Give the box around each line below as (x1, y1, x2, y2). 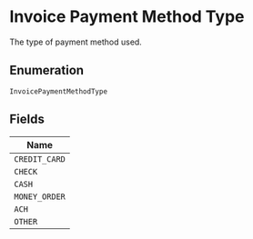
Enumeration (9, 63, 85, 78)
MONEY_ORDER (14, 191, 66, 202)
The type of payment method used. (9, 36, 143, 47)
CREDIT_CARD (14, 154, 66, 164)
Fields (9, 112, 46, 127)
